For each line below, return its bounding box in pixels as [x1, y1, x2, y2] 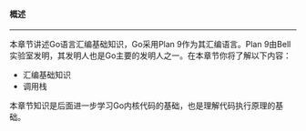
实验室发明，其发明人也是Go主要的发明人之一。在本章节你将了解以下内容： [9, 50, 291, 61]
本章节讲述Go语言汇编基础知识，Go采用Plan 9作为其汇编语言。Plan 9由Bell [9, 39, 291, 50]
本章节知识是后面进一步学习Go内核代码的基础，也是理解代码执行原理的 [9, 100, 276, 111]
